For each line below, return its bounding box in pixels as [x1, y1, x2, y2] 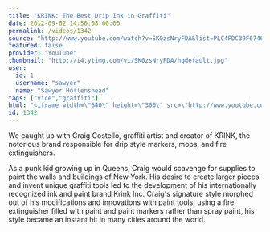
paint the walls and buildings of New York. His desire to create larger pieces [8, 172, 260, 181]
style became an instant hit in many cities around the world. [8, 214, 207, 224]
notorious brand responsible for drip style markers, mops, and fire [8, 140, 227, 149]
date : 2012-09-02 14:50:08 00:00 [8, 19, 121, 27]
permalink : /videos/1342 [8, 26, 92, 35]
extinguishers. [8, 148, 55, 157]
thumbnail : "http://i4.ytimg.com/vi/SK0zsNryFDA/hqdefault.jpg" [8, 57, 228, 65]
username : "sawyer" [15, 79, 81, 87]
